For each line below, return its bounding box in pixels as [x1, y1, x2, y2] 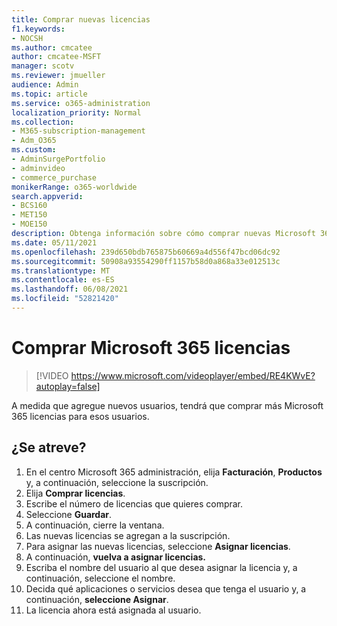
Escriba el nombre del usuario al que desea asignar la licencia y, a [25, 561, 298, 573]
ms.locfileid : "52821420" [11, 294, 119, 304]
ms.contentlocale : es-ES [11, 275, 115, 285]
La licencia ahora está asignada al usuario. [25, 604, 202, 616]
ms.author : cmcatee [11, 42, 93, 53]
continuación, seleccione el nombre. [25, 572, 176, 584]
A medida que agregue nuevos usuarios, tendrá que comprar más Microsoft [11, 399, 324, 411]
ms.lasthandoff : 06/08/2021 [11, 284, 129, 295]
